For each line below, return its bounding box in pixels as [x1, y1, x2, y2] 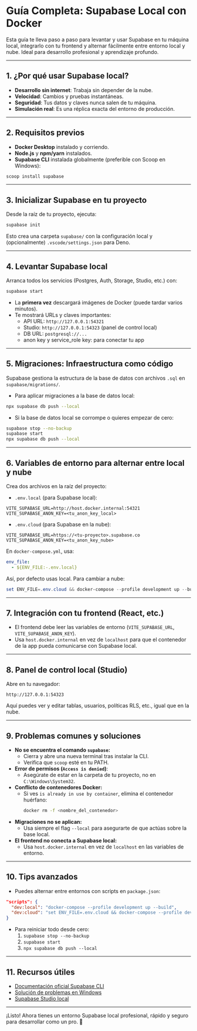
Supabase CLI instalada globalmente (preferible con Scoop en [14, 156, 166, 163]
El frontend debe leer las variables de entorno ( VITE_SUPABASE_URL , [14, 624, 175, 631]
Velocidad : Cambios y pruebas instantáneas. [14, 93, 124, 100]
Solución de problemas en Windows [14, 989, 102, 996]
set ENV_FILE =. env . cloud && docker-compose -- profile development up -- [6, 586, 188, 592]
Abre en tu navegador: [6, 681, 60, 688]
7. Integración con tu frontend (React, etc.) [6, 608, 164, 618]
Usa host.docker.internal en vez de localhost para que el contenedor [14, 636, 186, 643]
